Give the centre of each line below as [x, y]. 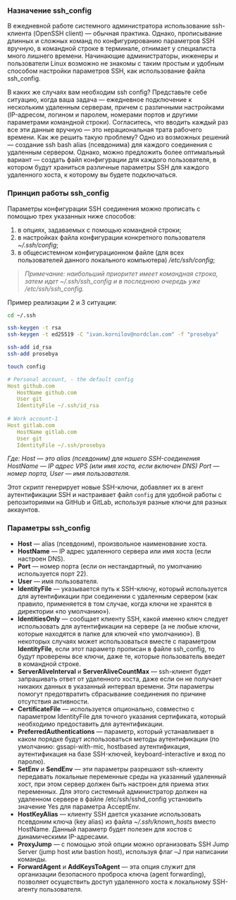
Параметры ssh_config [49, 528]
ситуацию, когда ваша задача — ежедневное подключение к [100, 100]
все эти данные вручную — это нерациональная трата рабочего [105, 130]
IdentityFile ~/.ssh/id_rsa [58, 406]
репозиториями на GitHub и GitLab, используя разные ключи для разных [117, 502]
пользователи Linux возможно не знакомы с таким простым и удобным [116, 64]
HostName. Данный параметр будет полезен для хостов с [105, 829]
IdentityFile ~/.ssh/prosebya [61, 445]
